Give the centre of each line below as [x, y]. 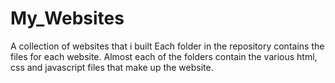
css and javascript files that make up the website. [112, 67]
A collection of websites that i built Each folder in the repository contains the [167, 46]
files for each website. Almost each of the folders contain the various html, [164, 56]
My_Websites [67, 18]
